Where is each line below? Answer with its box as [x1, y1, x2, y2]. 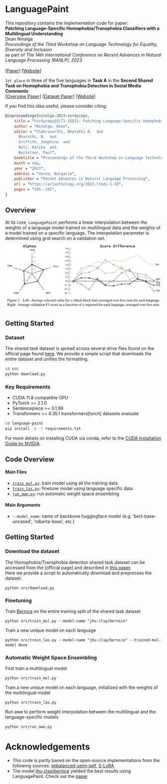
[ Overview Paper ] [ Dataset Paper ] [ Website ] [5, 93, 96, 99]
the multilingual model [5, 690, 51, 696]
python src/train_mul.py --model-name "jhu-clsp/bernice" [5, 619, 128, 624]
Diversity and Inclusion [5, 46, 52, 52]
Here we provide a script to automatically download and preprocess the [5, 570, 152, 576]
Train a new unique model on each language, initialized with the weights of [5, 685, 158, 691]
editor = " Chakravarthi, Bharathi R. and [14, 129, 103, 134]
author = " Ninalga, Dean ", [14, 124, 70, 129]
